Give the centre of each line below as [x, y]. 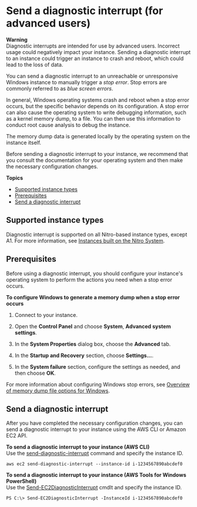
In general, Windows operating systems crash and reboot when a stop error [98, 100]
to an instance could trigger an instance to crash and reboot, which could [95, 58]
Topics [15, 178]
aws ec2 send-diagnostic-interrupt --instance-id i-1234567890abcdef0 [94, 464]
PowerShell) [21, 481]
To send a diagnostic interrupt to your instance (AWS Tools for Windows [96, 475]
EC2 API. [17, 436]
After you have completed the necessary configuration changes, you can [95, 423]
